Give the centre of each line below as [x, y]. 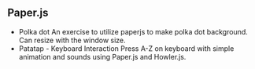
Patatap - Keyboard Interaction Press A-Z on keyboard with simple [126, 48]
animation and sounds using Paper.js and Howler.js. [102, 56]
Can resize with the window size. [72, 40]
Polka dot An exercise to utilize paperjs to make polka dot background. [133, 31]
